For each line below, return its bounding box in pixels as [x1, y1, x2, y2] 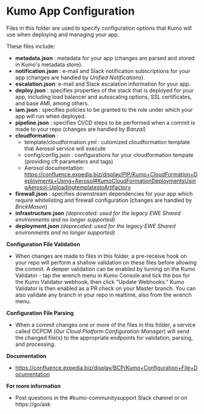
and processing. [15, 340, 56, 348]
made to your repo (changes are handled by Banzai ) [15, 125, 146, 133]
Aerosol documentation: [24, 164, 85, 171]
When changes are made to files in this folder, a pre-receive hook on [15, 252, 187, 260]
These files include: [6, 43, 56, 50]
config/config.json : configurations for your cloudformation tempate [24, 151, 194, 159]
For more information [6, 382, 61, 390]
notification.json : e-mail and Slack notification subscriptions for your [15, 67, 191, 74]
